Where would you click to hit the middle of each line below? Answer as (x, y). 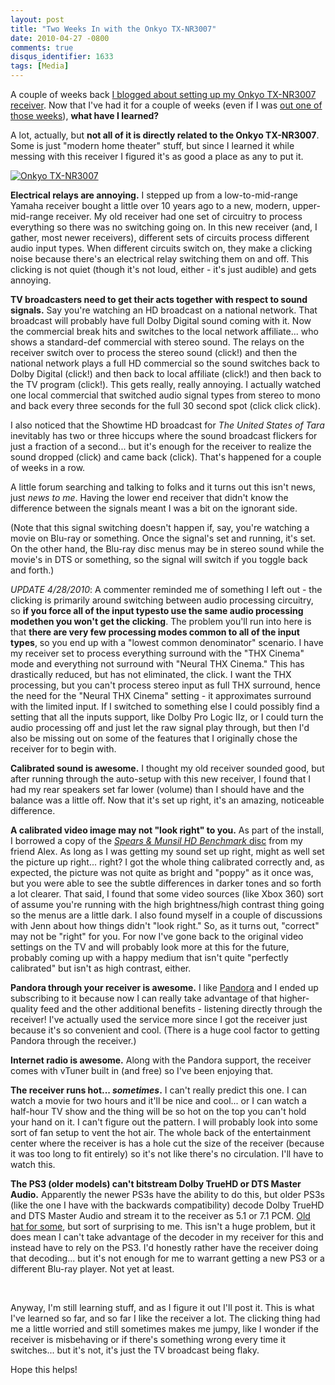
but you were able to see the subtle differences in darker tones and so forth (166, 883)
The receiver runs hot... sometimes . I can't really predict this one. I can (158, 1090)
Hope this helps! (44, 1369)
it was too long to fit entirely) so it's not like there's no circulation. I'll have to (167, 1154)
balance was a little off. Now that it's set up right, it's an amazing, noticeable (167, 800)
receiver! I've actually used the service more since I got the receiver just (159, 1019)
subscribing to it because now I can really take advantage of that (144, 998)
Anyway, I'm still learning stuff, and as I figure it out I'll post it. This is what (162, 1307)
